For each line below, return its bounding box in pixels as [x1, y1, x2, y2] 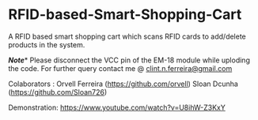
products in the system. [8, 39, 85, 49]
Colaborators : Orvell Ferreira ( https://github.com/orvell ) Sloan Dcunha [8, 79, 239, 88]
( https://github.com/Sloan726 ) [8, 87, 108, 96]
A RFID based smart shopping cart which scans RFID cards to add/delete [8, 32, 247, 41]
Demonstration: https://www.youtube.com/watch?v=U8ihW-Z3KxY [8, 103, 226, 112]
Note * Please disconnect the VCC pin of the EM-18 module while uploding [8, 55, 251, 65]
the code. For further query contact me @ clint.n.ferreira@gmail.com [8, 63, 233, 73]
